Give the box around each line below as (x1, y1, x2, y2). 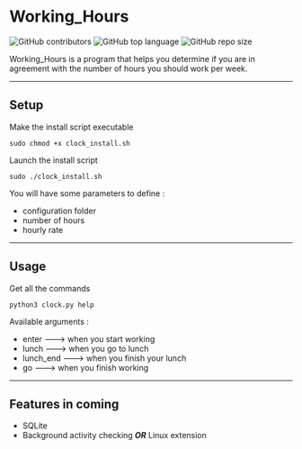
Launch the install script (9, 155, 99, 166)
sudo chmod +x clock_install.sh (9, 139, 130, 148)
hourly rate (22, 224, 64, 235)
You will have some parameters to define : (9, 187, 165, 199)
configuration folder (22, 205, 97, 216)
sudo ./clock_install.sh (9, 172, 102, 181)
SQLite (22, 420, 48, 431)
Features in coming (9, 396, 120, 411)
